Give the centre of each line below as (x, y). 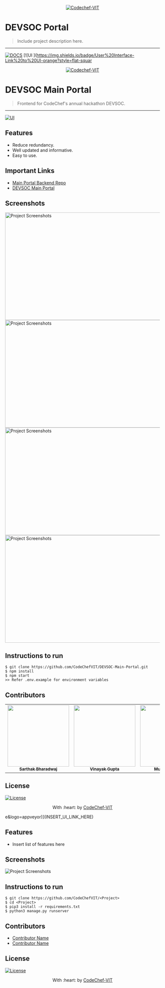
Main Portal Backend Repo (39, 182)
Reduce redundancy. (33, 145)
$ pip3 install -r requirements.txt (42, 907)
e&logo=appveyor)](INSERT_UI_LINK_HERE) (49, 817)
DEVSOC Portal (37, 28)
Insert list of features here (38, 844)
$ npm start (17, 676)
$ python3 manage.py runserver (37, 911)
